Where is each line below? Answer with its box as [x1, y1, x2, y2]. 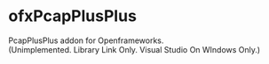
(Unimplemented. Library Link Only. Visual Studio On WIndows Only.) [8, 44, 261, 54]
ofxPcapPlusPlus [8, 6, 137, 26]
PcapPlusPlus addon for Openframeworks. [8, 35, 164, 46]
